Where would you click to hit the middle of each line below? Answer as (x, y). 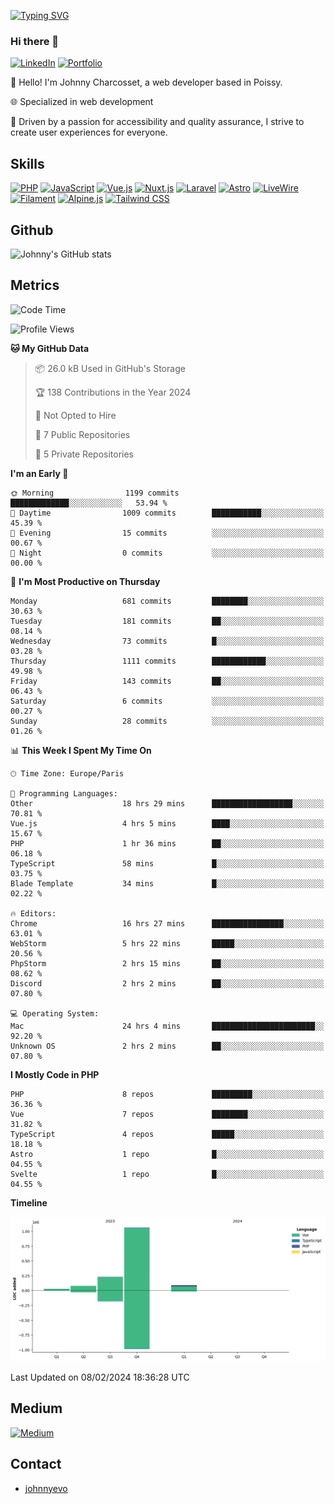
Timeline (29, 1202)
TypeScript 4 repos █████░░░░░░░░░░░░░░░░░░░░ (167, 1134)
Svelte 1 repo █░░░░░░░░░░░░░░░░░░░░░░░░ (167, 1174)
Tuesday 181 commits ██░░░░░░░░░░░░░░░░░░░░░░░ (167, 621)
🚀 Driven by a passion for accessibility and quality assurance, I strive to (157, 122)
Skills (27, 163)
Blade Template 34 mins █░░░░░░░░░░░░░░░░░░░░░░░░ (167, 883)
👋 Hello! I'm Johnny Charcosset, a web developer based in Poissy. (146, 82)
